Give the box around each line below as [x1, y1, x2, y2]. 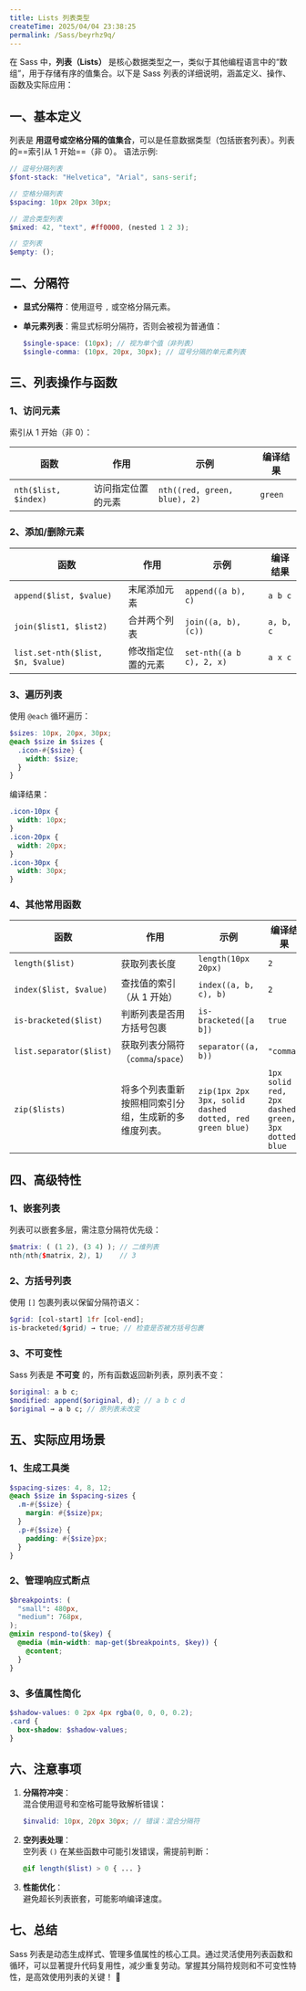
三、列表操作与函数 [9, 375, 117, 391]
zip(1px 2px [198, 1086, 250, 1097]
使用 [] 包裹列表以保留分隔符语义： [9, 1297, 143, 1308]
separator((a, [198, 1042, 260, 1052]
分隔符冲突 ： [22, 1787, 71, 1798]
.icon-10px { [9, 807, 59, 816]
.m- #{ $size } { [17, 1500, 71, 1510]
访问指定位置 [93, 482, 148, 495]
